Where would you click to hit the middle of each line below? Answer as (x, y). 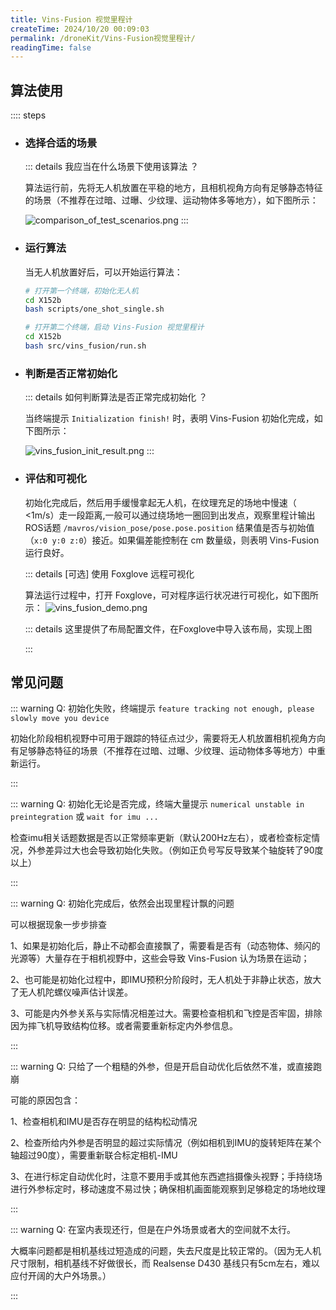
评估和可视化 (55, 479)
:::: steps (28, 115)
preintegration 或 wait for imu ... (84, 817)
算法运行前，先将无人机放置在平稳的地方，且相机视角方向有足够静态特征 (173, 188)
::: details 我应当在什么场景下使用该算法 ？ (112, 167)
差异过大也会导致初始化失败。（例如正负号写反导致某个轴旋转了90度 (184, 850)
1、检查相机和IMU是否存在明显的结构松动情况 (104, 1122)
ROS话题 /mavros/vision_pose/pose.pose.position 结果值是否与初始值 (169, 527)
